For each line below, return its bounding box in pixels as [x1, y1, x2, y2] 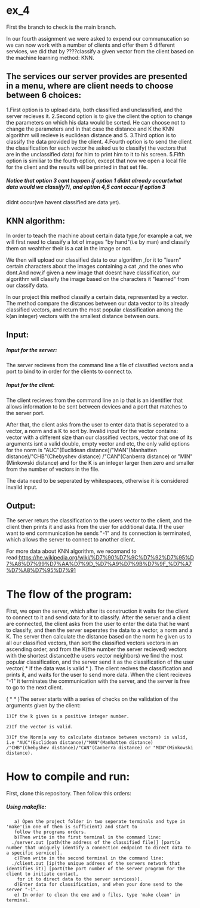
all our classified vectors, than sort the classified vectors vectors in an [6, 639, 179, 646]
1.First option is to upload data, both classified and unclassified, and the [6, 106, 183, 113]
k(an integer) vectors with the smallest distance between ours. [6, 312, 160, 319]
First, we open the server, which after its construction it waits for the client [6, 607, 189, 615]
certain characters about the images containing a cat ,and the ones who [6, 262, 183, 270]
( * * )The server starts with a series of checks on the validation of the [6, 695, 179, 703]
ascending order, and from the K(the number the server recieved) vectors [6, 645, 187, 653]
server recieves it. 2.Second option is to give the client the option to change [6, 112, 193, 120]
